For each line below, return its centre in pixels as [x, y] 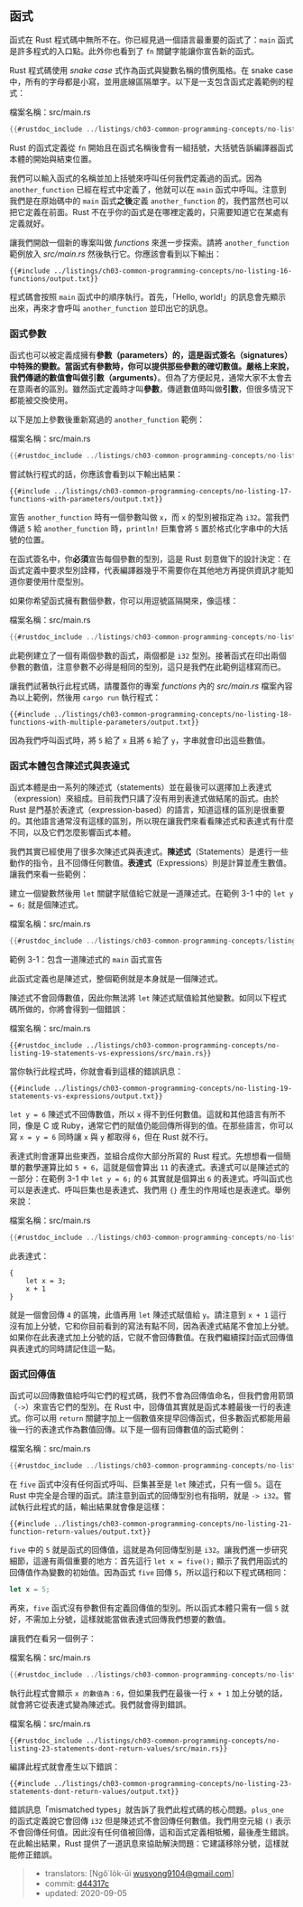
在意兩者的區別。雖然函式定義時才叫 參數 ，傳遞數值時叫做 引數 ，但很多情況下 [151, 389]
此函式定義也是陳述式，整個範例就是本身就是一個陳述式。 [116, 978]
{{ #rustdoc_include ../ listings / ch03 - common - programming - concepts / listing [153, 941]
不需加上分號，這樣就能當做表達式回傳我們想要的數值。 [128, 1619]
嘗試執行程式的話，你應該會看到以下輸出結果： [96, 474]
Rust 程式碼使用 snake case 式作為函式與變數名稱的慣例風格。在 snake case [151, 70]
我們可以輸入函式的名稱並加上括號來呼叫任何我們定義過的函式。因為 [136, 178]
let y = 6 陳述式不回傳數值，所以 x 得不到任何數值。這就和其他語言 [136, 1113]
